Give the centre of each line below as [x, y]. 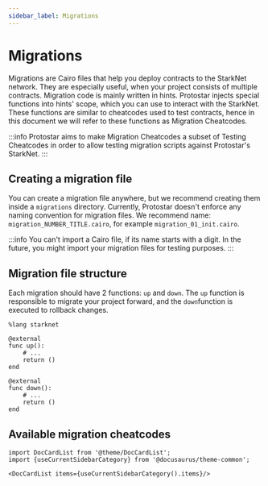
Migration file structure [68, 274]
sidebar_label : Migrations [54, 16]
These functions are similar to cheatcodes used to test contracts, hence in [132, 112]
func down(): [30, 388]
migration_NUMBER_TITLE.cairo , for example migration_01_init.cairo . [124, 224]
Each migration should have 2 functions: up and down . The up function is [126, 293]
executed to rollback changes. [58, 310]
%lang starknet [34, 325]
